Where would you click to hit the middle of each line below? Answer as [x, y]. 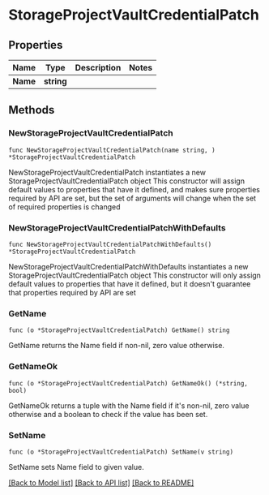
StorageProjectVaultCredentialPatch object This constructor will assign [127, 181]
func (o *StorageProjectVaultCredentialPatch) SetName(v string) [121, 452]
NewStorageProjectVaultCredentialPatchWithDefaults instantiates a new [128, 266]
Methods [32, 110]
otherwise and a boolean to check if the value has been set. [108, 414]
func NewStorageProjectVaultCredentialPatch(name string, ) [112, 150]
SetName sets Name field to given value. [76, 467]
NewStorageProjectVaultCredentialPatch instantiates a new [107, 172]
